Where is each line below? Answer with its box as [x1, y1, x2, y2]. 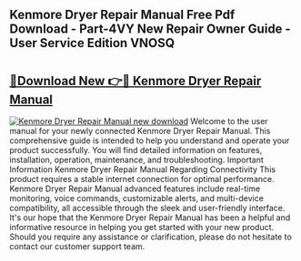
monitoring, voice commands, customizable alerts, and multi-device [9, 193, 264, 203]
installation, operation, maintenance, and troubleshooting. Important [9, 154, 264, 165]
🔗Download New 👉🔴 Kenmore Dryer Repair [9, 72, 262, 89]
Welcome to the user [190, 116, 268, 126]
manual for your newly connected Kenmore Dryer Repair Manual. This [9, 126, 271, 136]
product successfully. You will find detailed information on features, [9, 145, 263, 155]
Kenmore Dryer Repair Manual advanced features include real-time [9, 183, 261, 194]
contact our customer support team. [9, 241, 145, 252]
